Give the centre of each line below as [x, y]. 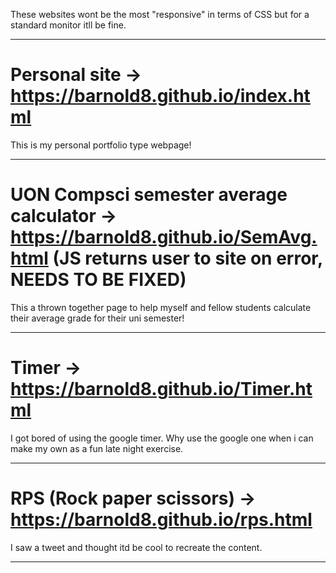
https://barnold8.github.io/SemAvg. [164, 237]
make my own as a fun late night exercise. [97, 448]
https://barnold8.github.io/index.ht [160, 96]
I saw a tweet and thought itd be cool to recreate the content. [136, 547]
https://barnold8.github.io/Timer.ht [161, 389]
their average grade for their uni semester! [97, 318]
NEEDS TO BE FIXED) [98, 280]
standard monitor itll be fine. [68, 25]
